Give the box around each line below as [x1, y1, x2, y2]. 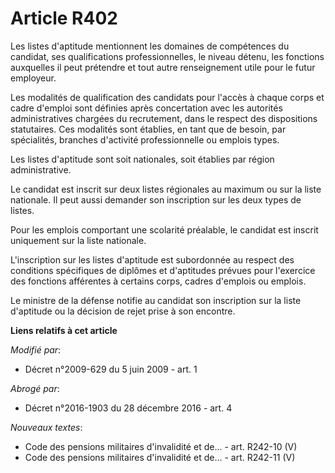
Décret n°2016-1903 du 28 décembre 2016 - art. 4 [24, 402, 233, 414]
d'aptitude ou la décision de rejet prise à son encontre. [10, 305, 236, 317]
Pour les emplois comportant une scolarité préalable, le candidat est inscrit [10, 223, 319, 236]
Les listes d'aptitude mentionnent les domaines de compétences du [10, 40, 290, 52]
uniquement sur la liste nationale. [10, 234, 147, 246]
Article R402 [10, 7, 118, 30]
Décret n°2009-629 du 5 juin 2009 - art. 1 [24, 363, 198, 375]
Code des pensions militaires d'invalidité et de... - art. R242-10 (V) [24, 440, 298, 452]
